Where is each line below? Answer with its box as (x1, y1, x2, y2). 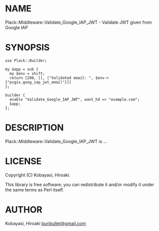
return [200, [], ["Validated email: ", (9, 75, 94, 80)
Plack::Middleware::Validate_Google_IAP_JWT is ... (5, 138, 107, 144)
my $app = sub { (5, 67, 38, 72)
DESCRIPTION (5, 122, 64, 133)
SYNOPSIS (5, 42, 50, 53)
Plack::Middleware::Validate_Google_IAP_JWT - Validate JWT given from (5, 19, 152, 25)
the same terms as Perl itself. (5, 187, 64, 192)
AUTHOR (5, 204, 43, 215)
